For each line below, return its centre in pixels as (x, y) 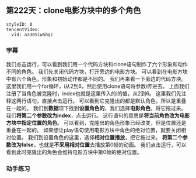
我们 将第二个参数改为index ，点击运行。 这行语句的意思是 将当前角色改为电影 (98, 115)
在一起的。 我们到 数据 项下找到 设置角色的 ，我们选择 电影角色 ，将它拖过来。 (96, 108)
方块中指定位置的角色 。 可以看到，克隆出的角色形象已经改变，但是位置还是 (96, 123)
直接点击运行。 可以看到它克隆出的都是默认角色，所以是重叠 (114, 101)
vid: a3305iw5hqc (32, 35)
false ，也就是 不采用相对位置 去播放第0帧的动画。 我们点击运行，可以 (104, 145)
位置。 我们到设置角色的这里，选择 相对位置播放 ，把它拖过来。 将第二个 (97, 138)
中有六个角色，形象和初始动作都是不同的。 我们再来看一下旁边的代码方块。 (96, 79)
